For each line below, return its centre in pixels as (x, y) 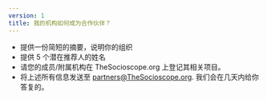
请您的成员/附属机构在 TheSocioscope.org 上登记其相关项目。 (122, 67)
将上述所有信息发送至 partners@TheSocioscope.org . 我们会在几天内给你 (139, 77)
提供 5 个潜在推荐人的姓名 (63, 57)
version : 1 (26, 16)
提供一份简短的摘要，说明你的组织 (76, 47)
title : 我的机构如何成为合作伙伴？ (60, 23)
